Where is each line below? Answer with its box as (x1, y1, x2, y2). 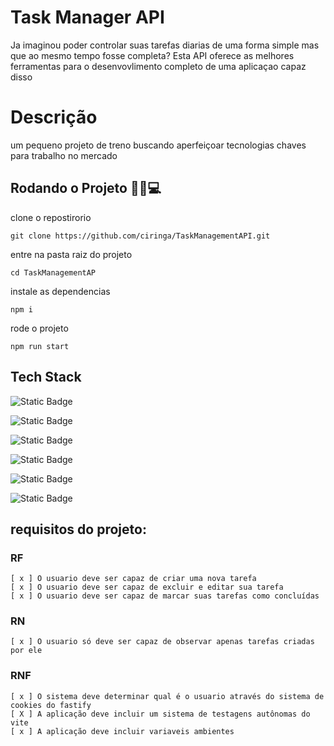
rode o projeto (10, 322, 69, 334)
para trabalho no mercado (10, 149, 118, 161)
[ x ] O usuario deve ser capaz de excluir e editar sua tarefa (10, 582, 284, 593)
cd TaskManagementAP (10, 267, 97, 278)
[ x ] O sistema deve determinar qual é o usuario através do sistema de (10, 691, 325, 701)
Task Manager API (10, 6, 165, 29)
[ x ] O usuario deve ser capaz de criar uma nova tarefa (10, 574, 257, 584)
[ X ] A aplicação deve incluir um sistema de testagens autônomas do (10, 709, 311, 719)
